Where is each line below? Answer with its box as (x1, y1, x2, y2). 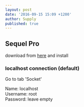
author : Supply (5, 16, 37, 21)
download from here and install (5, 53, 69, 58)
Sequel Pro (5, 39, 40, 48)
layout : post (5, 7, 32, 12)
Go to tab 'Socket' (5, 76, 42, 82)
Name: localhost (5, 86, 39, 92)
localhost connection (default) (5, 65, 80, 72)
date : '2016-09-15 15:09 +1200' (5, 12, 72, 17)
